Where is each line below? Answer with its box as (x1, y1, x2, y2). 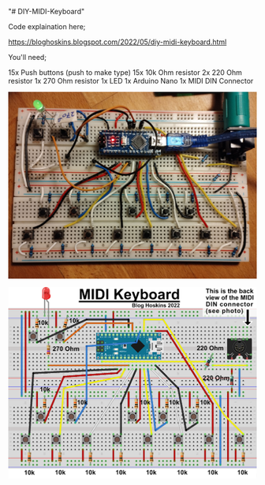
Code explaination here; (8, 22, 86, 31)
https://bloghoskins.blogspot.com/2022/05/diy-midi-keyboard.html (8, 37, 227, 47)
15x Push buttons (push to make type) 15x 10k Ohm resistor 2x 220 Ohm (8, 68, 243, 77)
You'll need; (8, 53, 47, 62)
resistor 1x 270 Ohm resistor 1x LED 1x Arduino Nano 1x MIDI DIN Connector (8, 76, 254, 85)
